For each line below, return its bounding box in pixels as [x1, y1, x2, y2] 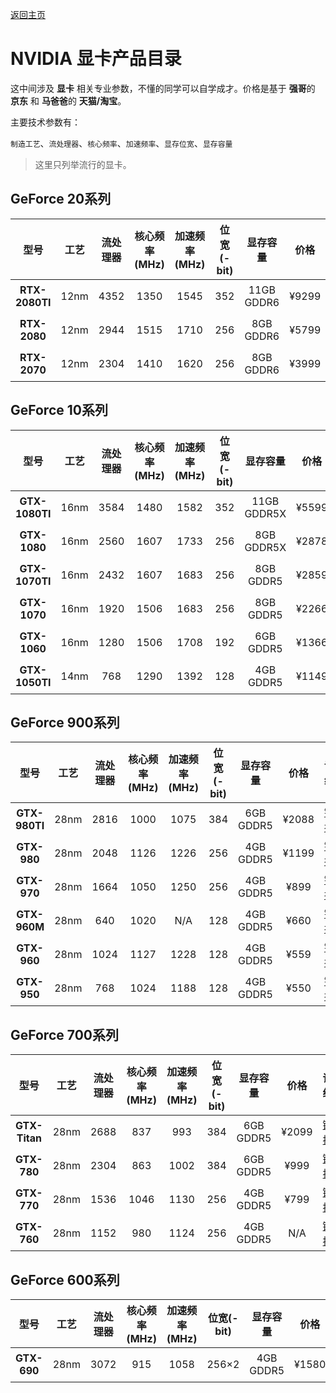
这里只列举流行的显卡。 [34, 158, 132, 170]
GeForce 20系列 [10, 191, 112, 208]
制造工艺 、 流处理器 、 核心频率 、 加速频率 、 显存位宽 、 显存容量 [10, 137, 233, 149]
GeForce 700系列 [10, 1026, 119, 1043]
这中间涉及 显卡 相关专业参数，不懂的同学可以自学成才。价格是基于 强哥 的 [10, 82, 316, 94]
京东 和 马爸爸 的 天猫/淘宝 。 [10, 94, 127, 107]
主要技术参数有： [10, 116, 81, 128]
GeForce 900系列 [10, 714, 120, 731]
